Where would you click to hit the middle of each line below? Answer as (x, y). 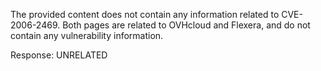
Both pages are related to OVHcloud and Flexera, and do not (186, 25)
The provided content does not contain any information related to (145, 14)
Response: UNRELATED (59, 55)
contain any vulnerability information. (87, 35)
